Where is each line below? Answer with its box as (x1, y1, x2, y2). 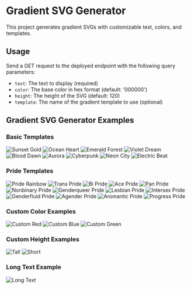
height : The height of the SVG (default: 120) (14, 92, 120, 99)
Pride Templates (6, 167, 54, 175)
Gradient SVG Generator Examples (6, 115, 134, 125)
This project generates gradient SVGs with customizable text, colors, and (6, 23, 182, 30)
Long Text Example (6, 263, 61, 271)
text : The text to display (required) (14, 80, 98, 87)
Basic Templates (6, 133, 54, 141)
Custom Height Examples (6, 235, 80, 243)
